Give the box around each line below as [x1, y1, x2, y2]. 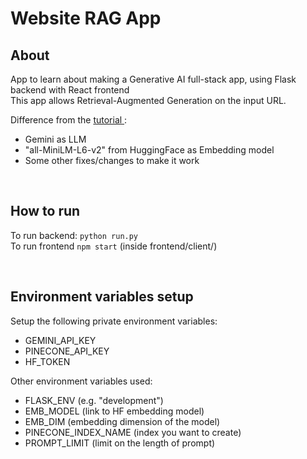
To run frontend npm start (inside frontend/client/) [10, 240, 218, 252]
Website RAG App [10, 7, 162, 30]
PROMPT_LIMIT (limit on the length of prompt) [24, 437, 216, 449]
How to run [10, 203, 81, 220]
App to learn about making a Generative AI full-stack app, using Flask [10, 73, 297, 85]
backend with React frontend [10, 84, 130, 96]
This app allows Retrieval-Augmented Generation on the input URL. [10, 95, 287, 106]
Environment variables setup [10, 288, 194, 306]
